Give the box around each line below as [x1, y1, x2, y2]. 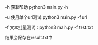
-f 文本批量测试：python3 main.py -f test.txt [5, 24, 93, 30]
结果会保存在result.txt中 [5, 35, 53, 40]
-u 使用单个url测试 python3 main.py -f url [5, 14, 87, 20]
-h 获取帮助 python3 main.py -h [5, 4, 68, 10]
